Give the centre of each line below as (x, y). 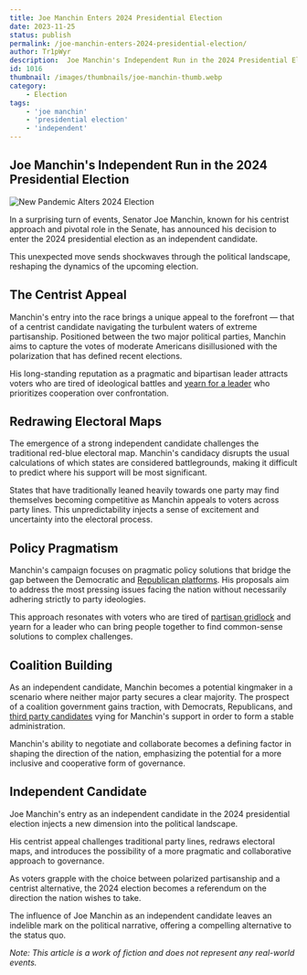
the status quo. (38, 935)
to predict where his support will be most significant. (108, 472)
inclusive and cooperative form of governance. (97, 763)
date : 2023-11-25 (42, 26)
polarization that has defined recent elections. (96, 355)
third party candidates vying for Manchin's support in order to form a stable (152, 716)
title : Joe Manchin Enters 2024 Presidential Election (116, 18)
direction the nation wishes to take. (75, 897)
